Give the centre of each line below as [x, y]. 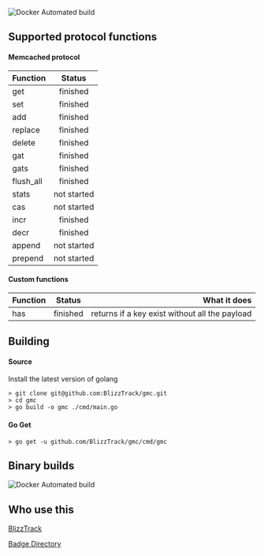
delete [24, 142]
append [26, 245]
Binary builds [41, 466]
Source [20, 361]
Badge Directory [35, 544]
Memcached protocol [44, 57]
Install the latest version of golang [63, 379]
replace [26, 130]
